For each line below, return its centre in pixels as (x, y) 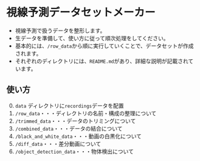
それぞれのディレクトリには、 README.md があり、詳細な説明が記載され (102, 61)
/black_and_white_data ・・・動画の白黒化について (78, 136)
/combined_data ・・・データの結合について (69, 128)
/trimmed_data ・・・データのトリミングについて (75, 121)
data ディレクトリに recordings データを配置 (69, 106)
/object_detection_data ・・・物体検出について (74, 151)
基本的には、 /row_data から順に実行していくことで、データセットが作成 (104, 46)
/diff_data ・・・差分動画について (58, 143)
